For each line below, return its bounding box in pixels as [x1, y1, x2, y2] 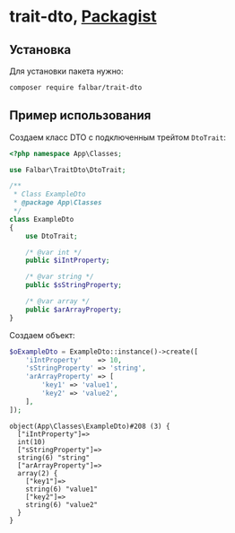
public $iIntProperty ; [25, 256, 110, 266]
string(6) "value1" [25, 485, 99, 494]
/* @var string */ [25, 272, 94, 282]
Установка [9, 42, 72, 57]
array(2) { [17, 468, 58, 477]
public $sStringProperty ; [25, 281, 123, 290]
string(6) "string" [17, 453, 91, 462]
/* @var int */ [25, 248, 83, 257]
